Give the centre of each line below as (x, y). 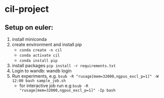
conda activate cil (40, 55)
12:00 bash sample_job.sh (39, 81)
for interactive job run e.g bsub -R (54, 86)
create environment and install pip (47, 45)
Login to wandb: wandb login (42, 71)
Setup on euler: (29, 27)
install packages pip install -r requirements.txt (64, 66)
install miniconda (29, 39)
